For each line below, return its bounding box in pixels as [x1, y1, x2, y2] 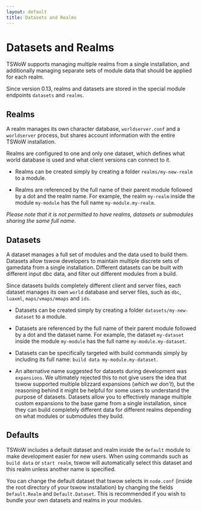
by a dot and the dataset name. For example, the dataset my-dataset [14, 331, 184, 339]
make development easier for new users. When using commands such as [6, 452, 189, 460]
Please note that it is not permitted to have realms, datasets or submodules [6, 211, 194, 218]
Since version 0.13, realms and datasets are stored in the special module [6, 85, 186, 93]
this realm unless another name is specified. [6, 465, 116, 472]
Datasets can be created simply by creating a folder [14, 306, 144, 314]
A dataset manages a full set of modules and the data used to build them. [6, 251, 188, 258]
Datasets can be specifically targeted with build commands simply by [14, 349, 188, 357]
